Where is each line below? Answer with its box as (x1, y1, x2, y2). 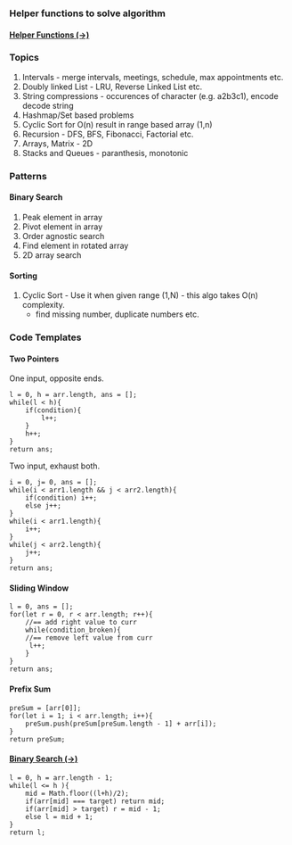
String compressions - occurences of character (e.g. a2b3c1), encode (21, 90, 279, 101)
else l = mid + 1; (25, 812, 93, 821)
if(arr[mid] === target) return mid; (25, 797, 166, 806)
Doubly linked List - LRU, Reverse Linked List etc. (21, 81, 203, 92)
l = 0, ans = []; (9, 602, 74, 611)
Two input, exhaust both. (9, 460, 101, 471)
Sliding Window (9, 583, 69, 593)
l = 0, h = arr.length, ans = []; (9, 391, 138, 400)
